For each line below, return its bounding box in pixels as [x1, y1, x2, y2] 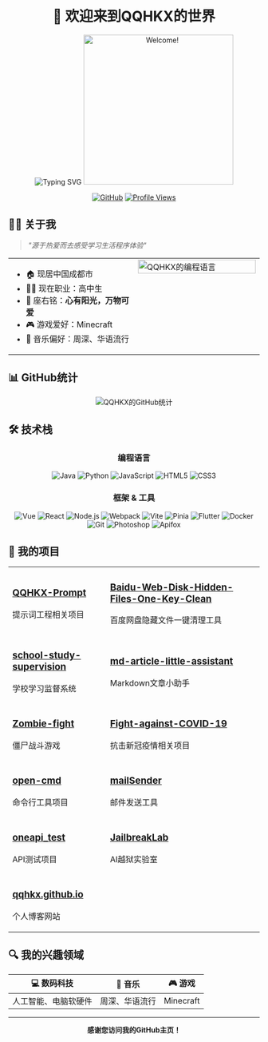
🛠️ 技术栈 [8, 423, 53, 436]
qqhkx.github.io [12, 889, 84, 901]
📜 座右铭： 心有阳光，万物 [26, 295, 122, 306]
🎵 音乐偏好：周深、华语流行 [26, 333, 129, 344]
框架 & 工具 [112, 492, 156, 503]
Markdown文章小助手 [110, 677, 190, 688]
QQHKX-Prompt [12, 587, 87, 599]
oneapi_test [12, 832, 66, 844]
